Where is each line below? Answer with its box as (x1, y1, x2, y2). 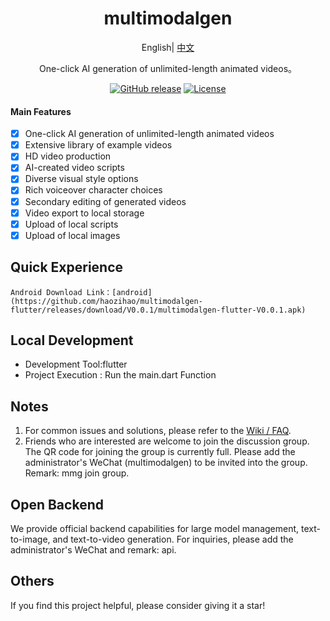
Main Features (10, 105, 72, 117)
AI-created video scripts (24, 162, 125, 174)
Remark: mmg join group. (24, 467, 130, 479)
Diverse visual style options (24, 173, 139, 185)
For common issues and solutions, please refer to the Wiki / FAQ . (24, 425, 292, 437)
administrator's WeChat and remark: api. (10, 544, 177, 556)
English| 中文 (141, 41, 195, 53)
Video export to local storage (24, 207, 145, 219)
